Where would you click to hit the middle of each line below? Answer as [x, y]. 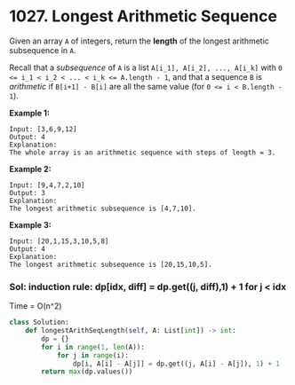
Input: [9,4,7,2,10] [48, 185]
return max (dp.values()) [87, 372]
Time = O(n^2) [36, 306]
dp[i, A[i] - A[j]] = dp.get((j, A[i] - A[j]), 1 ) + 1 [176, 364]
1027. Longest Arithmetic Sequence [144, 16]
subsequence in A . [43, 50]
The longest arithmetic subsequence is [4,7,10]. [103, 208]
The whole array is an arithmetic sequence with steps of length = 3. [143, 153]
